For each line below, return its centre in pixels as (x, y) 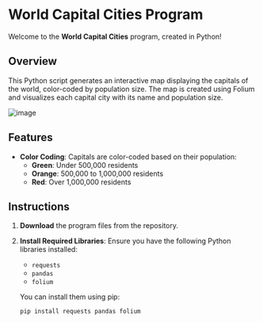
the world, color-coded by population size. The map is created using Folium (131, 89)
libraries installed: (48, 249)
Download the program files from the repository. (99, 226)
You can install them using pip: (70, 297)
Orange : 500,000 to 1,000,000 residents (97, 173)
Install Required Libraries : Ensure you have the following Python (125, 241)
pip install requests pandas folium (80, 312)
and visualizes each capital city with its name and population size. (116, 97)
